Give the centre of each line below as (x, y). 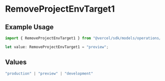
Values (16, 62)
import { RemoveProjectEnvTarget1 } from (48, 38)
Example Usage (29, 27)
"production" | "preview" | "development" (49, 73)
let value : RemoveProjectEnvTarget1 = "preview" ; (57, 47)
